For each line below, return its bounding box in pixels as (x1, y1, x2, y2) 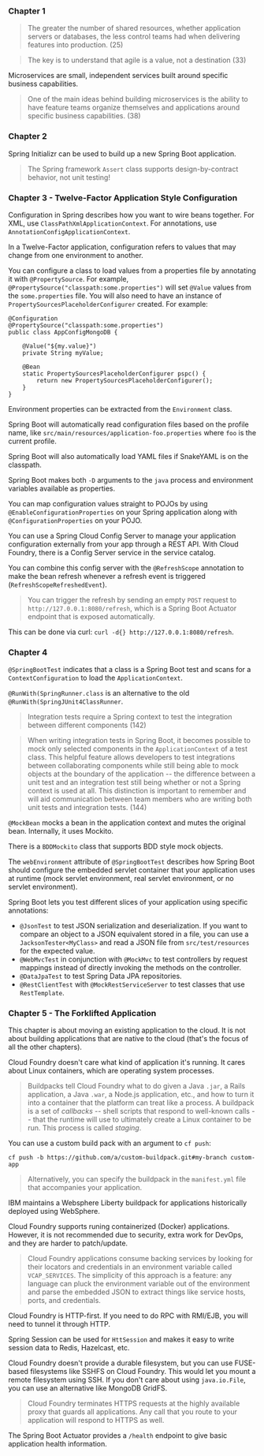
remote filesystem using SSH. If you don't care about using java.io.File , (8, 1375, 246, 1385)
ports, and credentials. (27, 1296, 101, 1305)
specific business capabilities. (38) (27, 111, 141, 121)
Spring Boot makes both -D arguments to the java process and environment (8, 475, 254, 484)
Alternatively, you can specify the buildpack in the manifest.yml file (27, 1174, 247, 1184)
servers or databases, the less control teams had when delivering (27, 32, 240, 41)
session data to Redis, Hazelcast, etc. (8, 1343, 130, 1353)
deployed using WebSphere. (8, 1207, 100, 1216)
